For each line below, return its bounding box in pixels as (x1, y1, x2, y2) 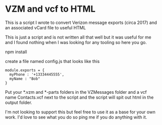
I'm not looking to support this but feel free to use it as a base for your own (5, 109, 156, 115)
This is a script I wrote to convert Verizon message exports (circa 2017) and (5, 20, 157, 25)
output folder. (5, 99, 33, 105)
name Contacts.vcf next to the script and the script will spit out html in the (5, 94, 154, 100)
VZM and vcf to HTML (5, 3, 96, 15)
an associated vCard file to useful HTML (5, 24, 86, 30)
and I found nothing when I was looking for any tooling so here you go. (5, 39, 147, 45)
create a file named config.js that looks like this (5, 58, 100, 64)
